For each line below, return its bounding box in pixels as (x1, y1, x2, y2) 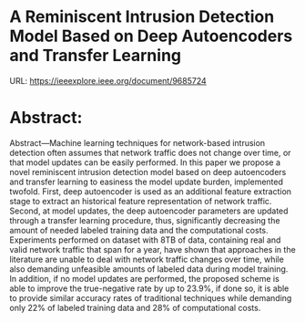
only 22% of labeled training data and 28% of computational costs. (9, 302, 261, 313)
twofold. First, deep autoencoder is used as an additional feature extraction (9, 185, 292, 197)
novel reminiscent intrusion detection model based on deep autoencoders (9, 166, 287, 177)
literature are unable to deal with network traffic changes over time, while (9, 254, 284, 265)
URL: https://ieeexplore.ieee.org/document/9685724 (9, 75, 207, 86)
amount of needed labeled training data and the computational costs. (9, 224, 269, 235)
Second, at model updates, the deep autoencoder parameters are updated (9, 205, 289, 216)
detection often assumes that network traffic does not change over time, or (9, 147, 291, 158)
